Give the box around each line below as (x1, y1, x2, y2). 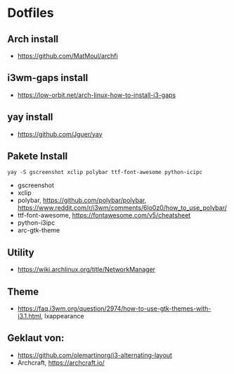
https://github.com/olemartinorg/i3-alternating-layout (17, 351, 172, 359)
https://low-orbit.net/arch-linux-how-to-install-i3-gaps (17, 90, 176, 99)
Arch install (7, 33, 59, 45)
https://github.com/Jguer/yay (17, 130, 103, 138)
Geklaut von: (7, 332, 65, 344)
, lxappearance (41, 312, 84, 320)
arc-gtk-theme (17, 226, 60, 235)
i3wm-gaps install (7, 72, 89, 84)
